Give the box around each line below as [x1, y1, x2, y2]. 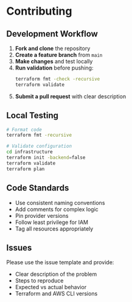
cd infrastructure [6, 149, 53, 155]
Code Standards [6, 183, 69, 193]
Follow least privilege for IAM [15, 218, 88, 226]
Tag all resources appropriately [15, 225, 94, 232]
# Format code [6, 126, 43, 132]
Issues [6, 242, 32, 253]
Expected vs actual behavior [15, 284, 87, 291]
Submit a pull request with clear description [15, 93, 127, 100]
